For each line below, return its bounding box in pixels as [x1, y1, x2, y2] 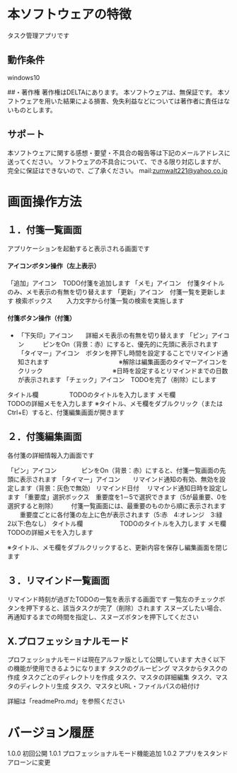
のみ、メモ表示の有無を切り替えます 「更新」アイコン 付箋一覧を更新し [7, 288, 220, 296]
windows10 [7, 73, 40, 81]
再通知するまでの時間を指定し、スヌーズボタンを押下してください [7, 612, 200, 621]
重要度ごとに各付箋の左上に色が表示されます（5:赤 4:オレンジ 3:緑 [19, 510, 223, 519]
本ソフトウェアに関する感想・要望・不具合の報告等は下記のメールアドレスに [7, 148, 231, 157]
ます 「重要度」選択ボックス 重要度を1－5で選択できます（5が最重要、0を [7, 492, 228, 501]
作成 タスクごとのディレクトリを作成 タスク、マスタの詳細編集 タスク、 [7, 673, 216, 682]
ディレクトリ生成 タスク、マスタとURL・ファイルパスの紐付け [19, 682, 200, 691]
